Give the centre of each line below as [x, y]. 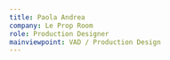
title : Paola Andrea [48, 17]
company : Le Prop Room [51, 26]
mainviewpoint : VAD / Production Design [85, 42]
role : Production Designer [59, 34]
